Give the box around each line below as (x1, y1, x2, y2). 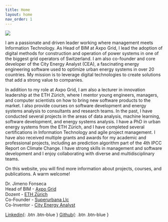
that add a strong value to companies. (5, 77, 84, 83)
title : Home (5, 7, 30, 13)
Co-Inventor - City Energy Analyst (5, 202, 75, 208)
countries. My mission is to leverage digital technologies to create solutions (5, 72, 161, 78)
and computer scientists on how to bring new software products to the (5, 97, 151, 103)
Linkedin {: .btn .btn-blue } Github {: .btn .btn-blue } (5, 211, 109, 218)
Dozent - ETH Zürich (5, 191, 48, 197)
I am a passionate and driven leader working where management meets (5, 40, 153, 46)
